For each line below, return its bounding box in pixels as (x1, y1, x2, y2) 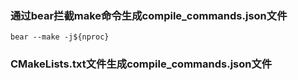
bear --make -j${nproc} (10, 32, 110, 42)
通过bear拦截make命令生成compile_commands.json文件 (10, 8, 288, 22)
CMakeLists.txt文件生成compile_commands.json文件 (10, 57, 273, 71)
